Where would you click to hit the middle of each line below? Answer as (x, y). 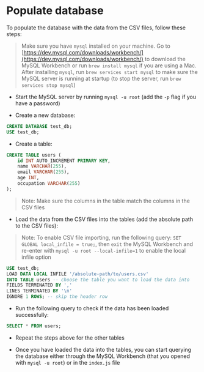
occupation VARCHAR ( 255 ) (49, 184)
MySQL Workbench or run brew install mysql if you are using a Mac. (109, 65)
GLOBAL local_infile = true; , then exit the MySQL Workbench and (107, 244)
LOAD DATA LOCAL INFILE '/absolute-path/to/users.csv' (78, 274)
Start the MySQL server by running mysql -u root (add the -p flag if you (106, 97)
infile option (36, 257)
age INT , (28, 178)
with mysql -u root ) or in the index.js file (67, 362)
